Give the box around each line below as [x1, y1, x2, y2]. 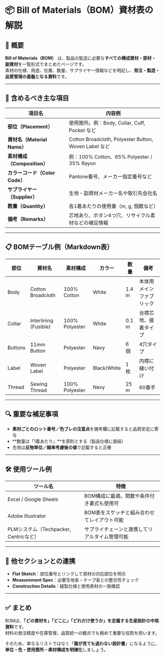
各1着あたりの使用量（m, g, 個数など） [68, 203, 159, 210]
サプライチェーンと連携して [84, 526, 148, 533]
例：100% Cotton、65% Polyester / [68, 153, 152, 160]
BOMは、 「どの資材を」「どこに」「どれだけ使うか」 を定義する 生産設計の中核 [5, 618, 160, 623]
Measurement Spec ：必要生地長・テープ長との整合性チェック [12, 577, 139, 583]
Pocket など [68, 127, 96, 134]
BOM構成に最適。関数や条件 [84, 493, 150, 500]
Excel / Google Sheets [7, 496, 59, 503]
